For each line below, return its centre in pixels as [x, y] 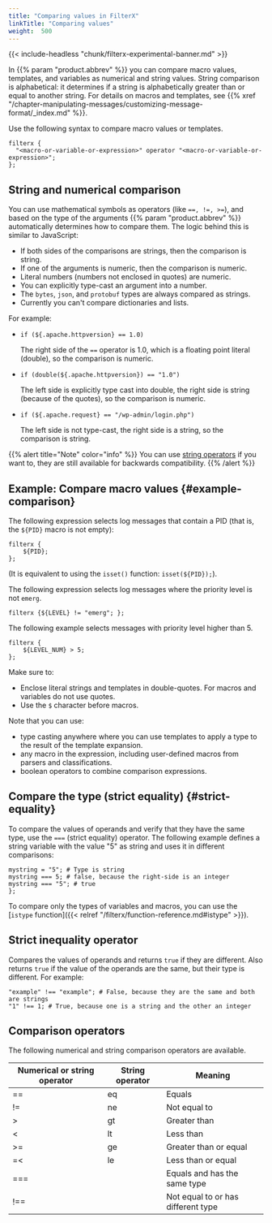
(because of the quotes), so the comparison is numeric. [113, 399]
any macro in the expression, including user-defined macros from [129, 754]
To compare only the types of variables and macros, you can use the [123, 905]
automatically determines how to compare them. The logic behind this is [129, 227]
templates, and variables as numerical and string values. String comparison [134, 79]
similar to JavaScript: [43, 236]
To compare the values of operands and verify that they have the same [127, 828]
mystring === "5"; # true [52, 884]
